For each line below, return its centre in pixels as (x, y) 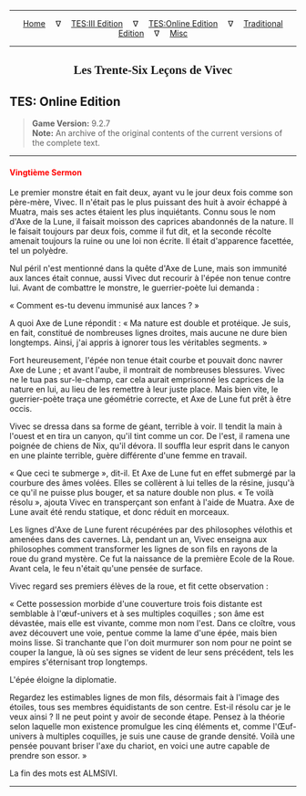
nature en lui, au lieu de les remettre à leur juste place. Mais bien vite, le (144, 390)
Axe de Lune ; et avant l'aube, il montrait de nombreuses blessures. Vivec (148, 370)
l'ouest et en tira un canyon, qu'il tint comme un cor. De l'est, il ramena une (150, 436)
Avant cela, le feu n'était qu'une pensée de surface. (106, 569)
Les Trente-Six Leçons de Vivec (153, 70)
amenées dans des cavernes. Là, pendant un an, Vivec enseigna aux (138, 539)
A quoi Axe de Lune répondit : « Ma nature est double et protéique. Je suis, (150, 323)
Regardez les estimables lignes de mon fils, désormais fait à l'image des (144, 697)
